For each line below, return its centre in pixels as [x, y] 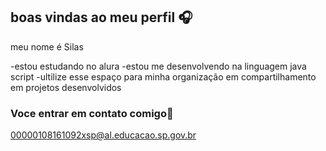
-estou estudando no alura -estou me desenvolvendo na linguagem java [158, 66]
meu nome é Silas [47, 46]
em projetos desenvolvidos [66, 87]
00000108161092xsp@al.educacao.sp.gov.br [103, 135]
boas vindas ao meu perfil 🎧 [101, 17]
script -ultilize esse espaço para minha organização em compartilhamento [163, 76]
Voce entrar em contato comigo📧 [92, 113]
